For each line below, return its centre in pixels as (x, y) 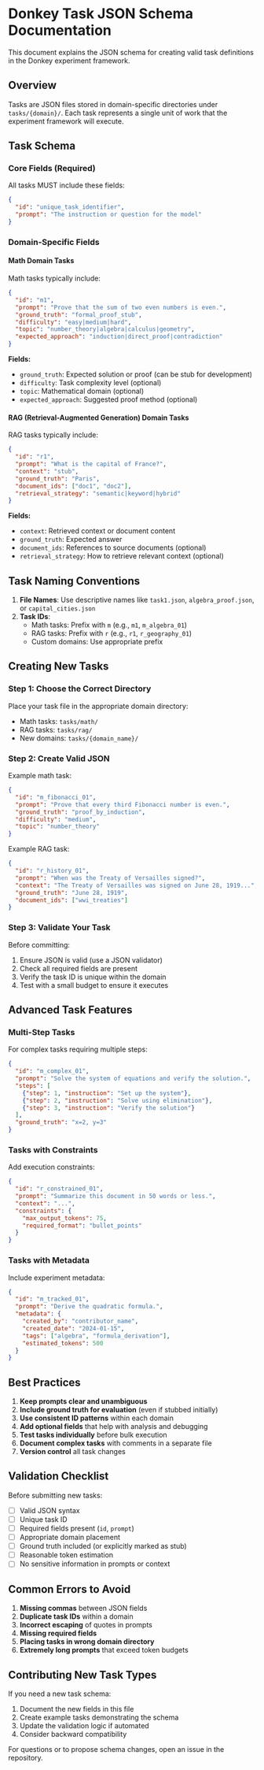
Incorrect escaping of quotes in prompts (86, 1625)
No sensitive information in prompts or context (95, 1564)
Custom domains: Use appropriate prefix (97, 642)
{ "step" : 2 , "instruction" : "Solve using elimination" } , (117, 1100)
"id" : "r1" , (35, 457)
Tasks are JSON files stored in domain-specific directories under (113, 104)
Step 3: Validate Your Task (60, 928)
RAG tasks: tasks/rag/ (56, 729)
